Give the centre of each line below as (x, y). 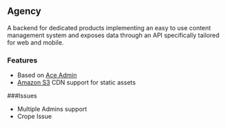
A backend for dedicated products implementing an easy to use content (109, 27)
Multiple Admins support (52, 109)
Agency (24, 11)
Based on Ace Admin (47, 76)
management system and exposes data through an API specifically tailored (113, 35)
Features (22, 60)
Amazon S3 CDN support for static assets (76, 82)
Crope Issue (34, 117)
